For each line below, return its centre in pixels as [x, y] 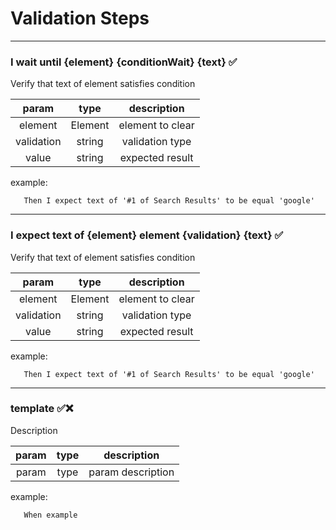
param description [131, 472]
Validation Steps [80, 18]
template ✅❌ [42, 409]
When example [50, 515]
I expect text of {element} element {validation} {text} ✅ [147, 235]
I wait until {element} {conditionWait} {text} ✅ [124, 62]
